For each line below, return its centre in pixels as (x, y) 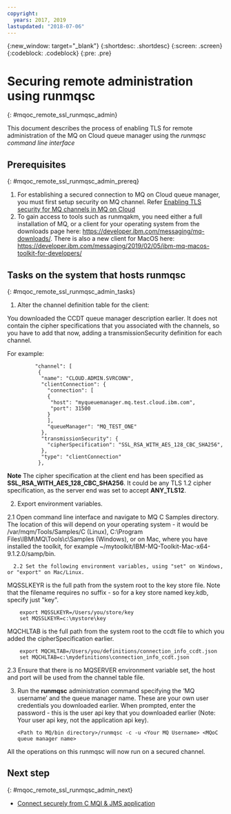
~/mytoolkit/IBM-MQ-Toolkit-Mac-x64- (155, 546)
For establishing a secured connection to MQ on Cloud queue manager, (119, 195)
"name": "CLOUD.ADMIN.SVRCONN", (88, 378)
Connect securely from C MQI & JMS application (86, 803)
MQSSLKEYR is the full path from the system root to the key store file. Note (114, 585)
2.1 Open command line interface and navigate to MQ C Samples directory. (113, 517)
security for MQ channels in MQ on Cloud (76, 209)
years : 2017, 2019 (40, 20)
